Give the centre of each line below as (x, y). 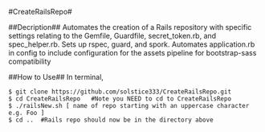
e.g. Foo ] (26, 113)
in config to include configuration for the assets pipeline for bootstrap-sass (132, 53)
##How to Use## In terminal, (56, 77)
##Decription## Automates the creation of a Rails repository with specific (130, 27)
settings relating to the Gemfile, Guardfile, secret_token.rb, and (112, 36)
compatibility (30, 61)
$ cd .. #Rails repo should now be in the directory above (111, 120)
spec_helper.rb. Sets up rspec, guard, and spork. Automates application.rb (132, 44)
